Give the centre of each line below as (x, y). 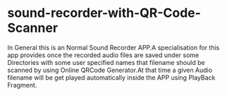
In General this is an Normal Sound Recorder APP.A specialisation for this (114, 47)
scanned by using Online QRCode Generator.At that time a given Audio (110, 70)
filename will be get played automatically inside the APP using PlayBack (111, 77)
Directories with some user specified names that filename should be (106, 62)
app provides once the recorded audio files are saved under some (103, 55)
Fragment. (22, 85)
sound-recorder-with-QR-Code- (104, 13)
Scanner (33, 28)
